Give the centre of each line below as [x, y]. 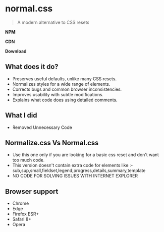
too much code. [28, 160]
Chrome [21, 203]
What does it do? [32, 67]
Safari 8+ [22, 219]
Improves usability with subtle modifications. [58, 94]
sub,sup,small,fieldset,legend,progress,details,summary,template [79, 171]
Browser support [32, 191]
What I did [21, 115]
